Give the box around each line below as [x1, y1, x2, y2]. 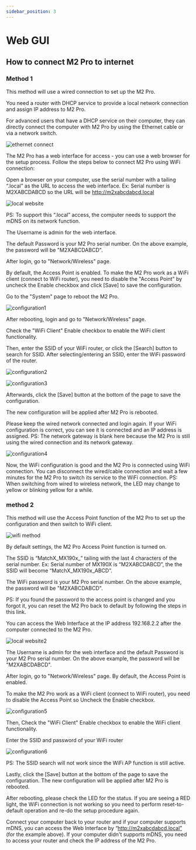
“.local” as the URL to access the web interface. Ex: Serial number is [6, 182, 170, 189]
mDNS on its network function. [6, 217, 80, 225]
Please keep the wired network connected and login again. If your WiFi [6, 420, 177, 427]
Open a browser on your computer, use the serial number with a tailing [6, 176, 176, 183]
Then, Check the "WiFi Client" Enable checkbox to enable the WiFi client [6, 719, 181, 726]
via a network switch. [6, 130, 57, 137]
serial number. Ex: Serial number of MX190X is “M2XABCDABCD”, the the [6, 560, 183, 567]
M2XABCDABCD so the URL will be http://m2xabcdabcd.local [6, 188, 154, 195]
